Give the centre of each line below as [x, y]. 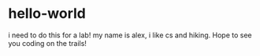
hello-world [47, 14]
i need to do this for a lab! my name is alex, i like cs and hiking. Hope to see [130, 35]
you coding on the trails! [47, 43]
